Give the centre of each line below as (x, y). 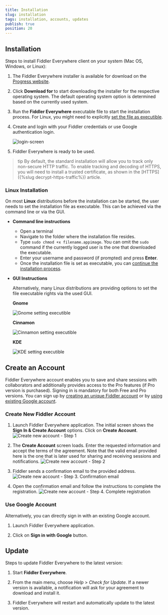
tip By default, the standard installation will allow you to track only (85, 161)
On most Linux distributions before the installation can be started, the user (82, 201)
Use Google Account (31, 504)
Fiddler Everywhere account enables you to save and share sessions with (81, 380)
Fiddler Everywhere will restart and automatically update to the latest (83, 603)
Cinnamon (24, 323)
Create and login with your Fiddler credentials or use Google (75, 127)
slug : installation (26, 15)
